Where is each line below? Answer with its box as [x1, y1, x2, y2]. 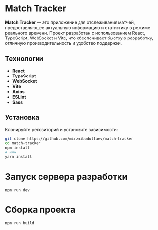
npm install [5, 145, 30, 151]
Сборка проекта [5, 204, 76, 215]
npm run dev [5, 187, 30, 192]
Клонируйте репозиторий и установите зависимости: [5, 126, 118, 132]
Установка [5, 114, 39, 122]
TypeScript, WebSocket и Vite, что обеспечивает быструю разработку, [5, 35, 153, 41]
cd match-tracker [5, 141, 41, 146]
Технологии [5, 55, 43, 63]
